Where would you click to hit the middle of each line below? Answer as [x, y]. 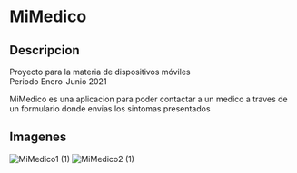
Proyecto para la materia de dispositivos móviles [100, 72]
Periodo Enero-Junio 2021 [58, 82]
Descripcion [45, 50]
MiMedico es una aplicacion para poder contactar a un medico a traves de [148, 99]
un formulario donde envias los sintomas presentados [110, 109]
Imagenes [38, 137]
